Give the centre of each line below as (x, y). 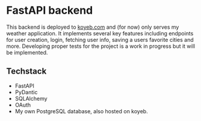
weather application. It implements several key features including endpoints (100, 33)
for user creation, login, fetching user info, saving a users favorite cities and (100, 40)
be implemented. (27, 52)
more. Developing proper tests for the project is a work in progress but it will (101, 46)
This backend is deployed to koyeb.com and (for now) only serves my (93, 27)
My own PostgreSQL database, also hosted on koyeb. (82, 111)
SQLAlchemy (31, 98)
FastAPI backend (50, 10)
